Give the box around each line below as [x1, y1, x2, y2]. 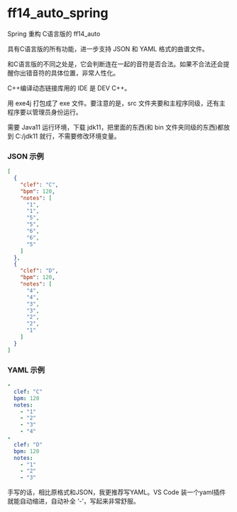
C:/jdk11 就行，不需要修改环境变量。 [15, 132, 121, 140]
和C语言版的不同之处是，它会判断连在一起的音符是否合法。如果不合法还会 [7, 59, 224, 68]
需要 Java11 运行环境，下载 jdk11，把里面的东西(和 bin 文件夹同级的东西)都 [7, 122, 224, 131]
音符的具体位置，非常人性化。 [31, 68, 119, 77]
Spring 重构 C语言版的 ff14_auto [7, 29, 101, 38]
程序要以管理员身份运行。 [7, 108, 82, 116]
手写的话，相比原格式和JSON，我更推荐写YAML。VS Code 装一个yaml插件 [7, 488, 226, 496]
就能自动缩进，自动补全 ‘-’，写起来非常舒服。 [7, 497, 140, 506]
